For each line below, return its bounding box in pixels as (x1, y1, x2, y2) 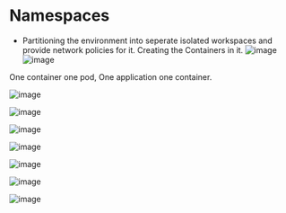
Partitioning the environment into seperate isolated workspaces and (22, 35, 273, 46)
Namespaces (9, 5, 110, 26)
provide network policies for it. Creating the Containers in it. (22, 44, 244, 55)
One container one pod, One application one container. (9, 71, 212, 82)
